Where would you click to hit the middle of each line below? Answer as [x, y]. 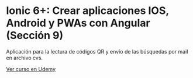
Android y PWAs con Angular [78, 23]
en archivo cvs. [24, 58]
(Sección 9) [35, 36]
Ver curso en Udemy [31, 69]
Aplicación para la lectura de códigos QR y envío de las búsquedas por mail [97, 51]
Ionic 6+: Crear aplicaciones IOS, [88, 11]
